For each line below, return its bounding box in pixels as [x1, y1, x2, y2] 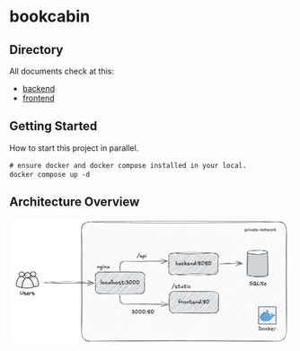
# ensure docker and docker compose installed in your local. [9, 161, 247, 170]
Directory [9, 42, 64, 57]
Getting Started [9, 118, 98, 134]
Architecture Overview [9, 195, 140, 210]
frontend [22, 92, 56, 103]
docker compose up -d [9, 170, 91, 179]
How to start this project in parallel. [9, 142, 139, 154]
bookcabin [9, 6, 91, 27]
